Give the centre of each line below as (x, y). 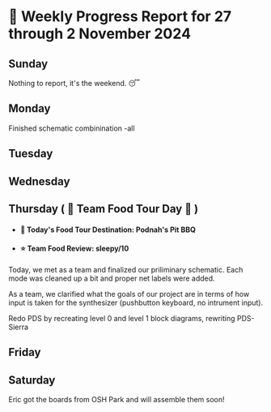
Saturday (32, 380)
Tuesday (31, 154)
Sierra (19, 327)
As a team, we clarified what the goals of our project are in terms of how (129, 294)
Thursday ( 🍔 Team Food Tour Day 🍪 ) (104, 209)
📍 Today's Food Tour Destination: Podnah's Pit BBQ (108, 230)
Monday (30, 109)
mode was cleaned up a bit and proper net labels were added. (112, 278)
